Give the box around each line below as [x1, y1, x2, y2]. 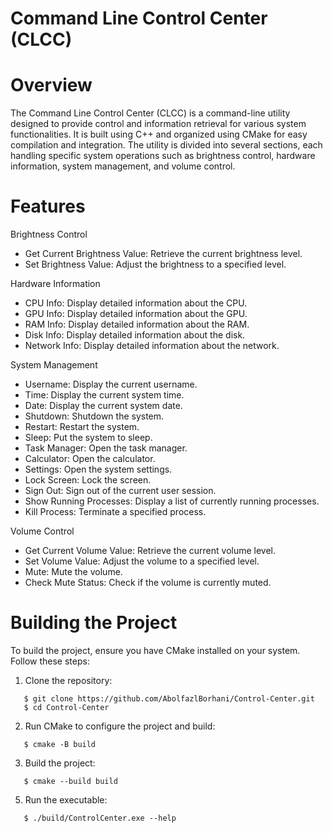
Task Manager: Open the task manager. [24, 442, 188, 454]
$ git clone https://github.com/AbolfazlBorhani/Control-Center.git [23, 694, 315, 704]
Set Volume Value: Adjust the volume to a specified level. [24, 555, 260, 567]
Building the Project [10, 612, 178, 634]
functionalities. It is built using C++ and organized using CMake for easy [10, 128, 308, 141]
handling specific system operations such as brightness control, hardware [10, 150, 316, 162]
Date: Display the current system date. [24, 400, 183, 412]
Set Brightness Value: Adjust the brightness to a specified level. [24, 258, 287, 271]
